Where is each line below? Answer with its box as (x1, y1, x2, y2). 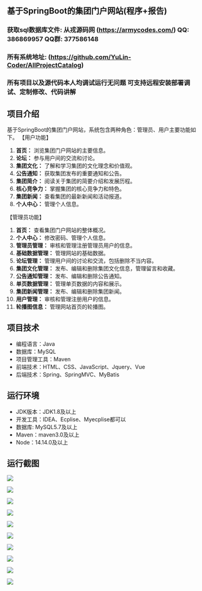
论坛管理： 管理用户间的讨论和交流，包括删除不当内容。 (15, 257, 157, 264)
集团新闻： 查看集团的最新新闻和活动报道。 (15, 193, 125, 200)
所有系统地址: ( (7, 53, 51, 61)
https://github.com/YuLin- (50, 53, 132, 61)
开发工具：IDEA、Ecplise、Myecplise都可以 (15, 416, 126, 423)
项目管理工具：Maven (15, 355, 71, 363)
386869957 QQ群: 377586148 (7, 35, 99, 44)
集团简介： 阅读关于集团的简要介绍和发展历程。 (15, 177, 136, 185)
